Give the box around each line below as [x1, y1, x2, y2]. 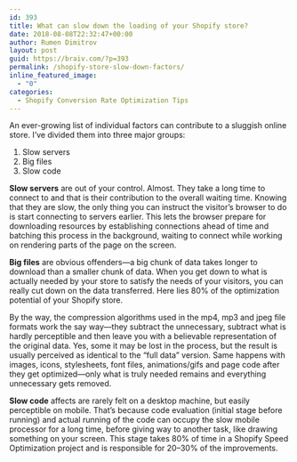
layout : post [9, 46, 58, 55]
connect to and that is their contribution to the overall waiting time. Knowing [9, 192, 287, 203]
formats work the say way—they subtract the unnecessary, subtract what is [9, 321, 286, 332]
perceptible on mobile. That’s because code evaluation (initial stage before [9, 405, 283, 416]
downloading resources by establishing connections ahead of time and [9, 221, 269, 231]
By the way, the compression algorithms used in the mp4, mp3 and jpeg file [9, 312, 286, 323]
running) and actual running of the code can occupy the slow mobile [9, 415, 261, 426]
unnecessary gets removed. [9, 378, 112, 389]
